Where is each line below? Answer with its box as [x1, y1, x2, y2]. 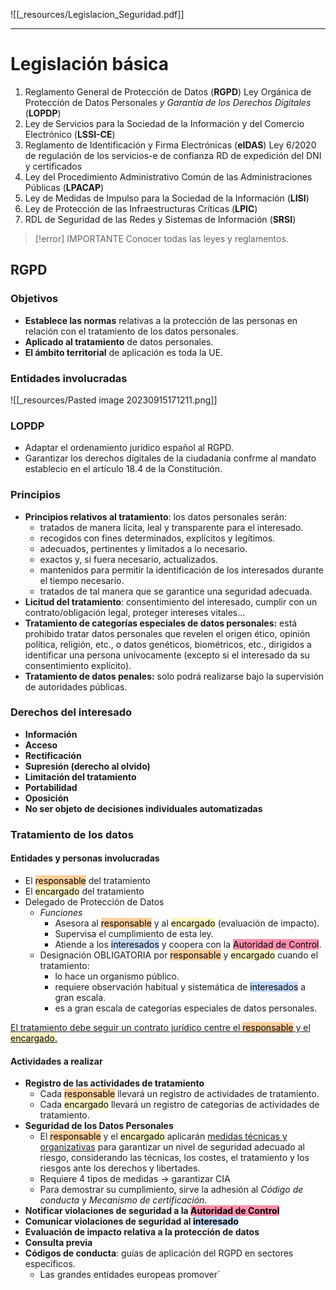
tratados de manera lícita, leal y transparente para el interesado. [39, 521, 304, 533]
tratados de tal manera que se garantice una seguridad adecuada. [39, 585, 313, 597]
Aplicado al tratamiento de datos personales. [24, 335, 214, 348]
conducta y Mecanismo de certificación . [39, 1194, 208, 1206]
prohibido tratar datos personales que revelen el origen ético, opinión [24, 627, 311, 639]
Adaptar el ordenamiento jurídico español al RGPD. [24, 442, 234, 454]
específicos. [24, 1258, 76, 1270]
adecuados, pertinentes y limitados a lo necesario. [39, 542, 248, 554]
